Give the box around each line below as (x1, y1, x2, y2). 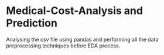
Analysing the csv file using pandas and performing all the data (6, 36, 159, 43)
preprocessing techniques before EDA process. (6, 42, 121, 49)
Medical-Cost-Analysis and (6, 4, 143, 18)
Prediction (6, 16, 57, 30)
